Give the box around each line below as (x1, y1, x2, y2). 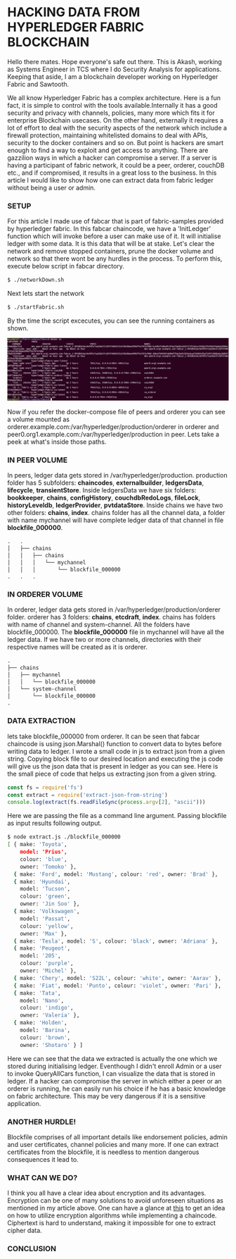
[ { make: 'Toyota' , (7, 841, 68, 848)
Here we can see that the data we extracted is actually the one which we (7, 1054, 218, 1062)
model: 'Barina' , (20, 1027, 71, 1034)
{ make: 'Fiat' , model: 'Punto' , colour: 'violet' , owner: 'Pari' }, (13, 982, 221, 989)
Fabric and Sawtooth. (7, 80, 70, 88)
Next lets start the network (7, 290, 85, 298)
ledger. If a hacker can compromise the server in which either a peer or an (7, 1077, 223, 1085)
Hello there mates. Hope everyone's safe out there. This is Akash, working (7, 57, 223, 66)
